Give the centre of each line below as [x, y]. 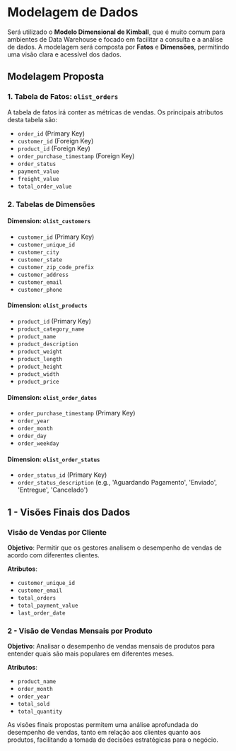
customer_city [38, 252]
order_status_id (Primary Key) [62, 475]
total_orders [37, 598]
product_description [48, 344]
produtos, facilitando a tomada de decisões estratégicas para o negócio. [113, 740]
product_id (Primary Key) [54, 321]
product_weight [40, 351]
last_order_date [41, 613]
